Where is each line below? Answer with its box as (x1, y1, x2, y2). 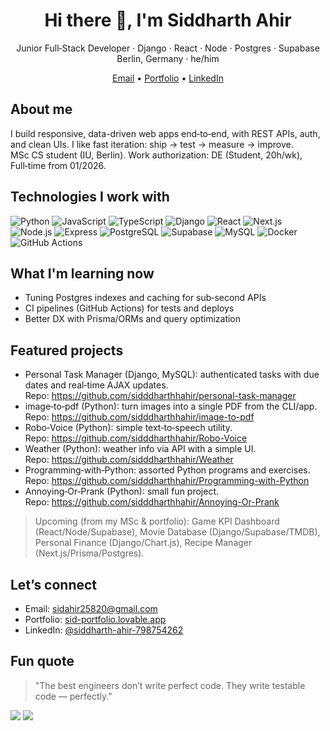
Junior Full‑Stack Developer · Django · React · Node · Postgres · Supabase (16, 42, 320, 54)
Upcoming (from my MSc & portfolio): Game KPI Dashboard (34, 515, 280, 528)
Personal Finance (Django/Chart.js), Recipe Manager (34, 537, 253, 549)
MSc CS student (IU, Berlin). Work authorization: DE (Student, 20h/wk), (10, 149, 303, 161)
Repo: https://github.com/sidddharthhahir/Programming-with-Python (24, 475, 310, 487)
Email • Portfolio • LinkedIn (112, 72, 224, 84)
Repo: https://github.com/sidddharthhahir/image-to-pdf (24, 411, 255, 423)
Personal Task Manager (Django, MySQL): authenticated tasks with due (24, 369, 320, 381)
